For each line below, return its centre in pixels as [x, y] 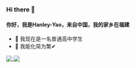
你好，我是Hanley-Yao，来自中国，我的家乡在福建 [68, 24]
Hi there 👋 [21, 10]
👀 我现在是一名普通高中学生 [49, 39]
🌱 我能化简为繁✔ [35, 47]
